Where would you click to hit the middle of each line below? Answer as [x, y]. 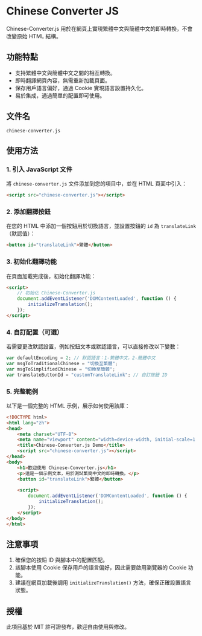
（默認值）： [21, 233]
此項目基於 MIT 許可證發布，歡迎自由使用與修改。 [68, 627]
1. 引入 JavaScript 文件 [39, 169]
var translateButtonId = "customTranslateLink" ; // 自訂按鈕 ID [87, 375]
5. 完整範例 [22, 391]
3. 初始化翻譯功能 [32, 262]
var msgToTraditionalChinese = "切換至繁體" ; [62, 364]
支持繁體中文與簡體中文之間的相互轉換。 [65, 73]
